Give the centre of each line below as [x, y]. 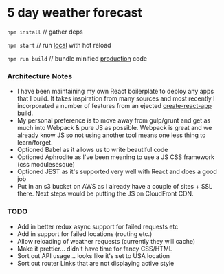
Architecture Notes [40, 76]
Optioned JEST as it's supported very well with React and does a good [117, 172]
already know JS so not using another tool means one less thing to [111, 135]
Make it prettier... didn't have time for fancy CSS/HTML [95, 249]
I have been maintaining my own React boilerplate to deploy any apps [115, 92]
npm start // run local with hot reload [59, 45]
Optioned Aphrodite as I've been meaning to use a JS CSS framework [116, 157]
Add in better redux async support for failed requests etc [98, 226]
